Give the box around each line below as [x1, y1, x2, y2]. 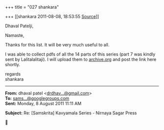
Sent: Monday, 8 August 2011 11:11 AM [5, 101, 82, 106]
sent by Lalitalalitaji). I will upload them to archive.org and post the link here [5, 56, 157, 62]
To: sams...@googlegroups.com [5, 95, 69, 101]
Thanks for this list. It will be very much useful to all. [5, 42, 110, 48]
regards [5, 71, 21, 77]
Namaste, [5, 33, 24, 38]
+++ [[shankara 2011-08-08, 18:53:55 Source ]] [5, 14, 99, 19]
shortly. [5, 62, 20, 67]
